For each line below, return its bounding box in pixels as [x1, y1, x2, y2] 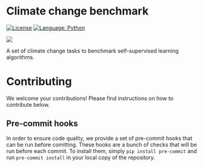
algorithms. [6, 53, 35, 61]
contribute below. [6, 101, 50, 108]
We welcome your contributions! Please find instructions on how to [6, 95, 174, 102]
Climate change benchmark [6, 4, 149, 18]
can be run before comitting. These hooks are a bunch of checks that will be [6, 140, 197, 148]
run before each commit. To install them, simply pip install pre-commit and [6, 147, 197, 154]
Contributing [6, 75, 72, 89]
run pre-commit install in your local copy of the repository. [6, 154, 156, 161]
